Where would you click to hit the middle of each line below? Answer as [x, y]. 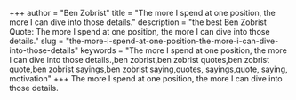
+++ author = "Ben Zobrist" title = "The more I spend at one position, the [142, 13]
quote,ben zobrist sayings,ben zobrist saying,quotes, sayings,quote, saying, [148, 69]
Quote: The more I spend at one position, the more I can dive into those [140, 31]
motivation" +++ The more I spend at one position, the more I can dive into [146, 78]
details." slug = [36, 41]
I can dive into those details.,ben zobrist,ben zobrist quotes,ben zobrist [140, 60]
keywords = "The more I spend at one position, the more [184, 50]
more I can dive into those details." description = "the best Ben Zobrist [138, 22]
